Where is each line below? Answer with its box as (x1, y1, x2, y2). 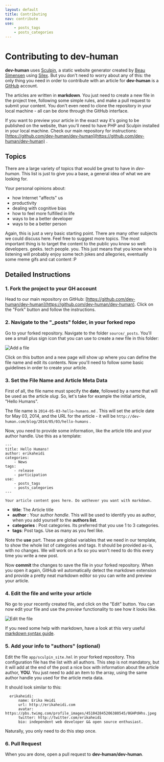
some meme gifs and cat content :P (5, 256, 77, 262)
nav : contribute (5, 16, 38, 21)
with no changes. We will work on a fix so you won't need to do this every (5, 548, 154, 553)
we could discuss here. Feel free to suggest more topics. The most (5, 236, 140, 241)
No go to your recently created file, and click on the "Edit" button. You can (5, 601, 155, 607)
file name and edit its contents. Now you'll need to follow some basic (5, 359, 144, 365)
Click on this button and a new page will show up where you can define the (5, 354, 157, 360)
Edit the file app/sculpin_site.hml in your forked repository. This (5, 654, 135, 660)
